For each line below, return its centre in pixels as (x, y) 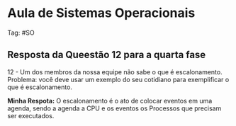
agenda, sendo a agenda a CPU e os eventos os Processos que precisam (114, 108)
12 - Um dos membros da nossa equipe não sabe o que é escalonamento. (115, 71)
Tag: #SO (21, 33)
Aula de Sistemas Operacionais (101, 13)
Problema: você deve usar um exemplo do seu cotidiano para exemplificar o (118, 79)
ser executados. (31, 115)
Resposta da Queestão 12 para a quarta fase (107, 55)
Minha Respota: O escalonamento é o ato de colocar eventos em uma (110, 101)
